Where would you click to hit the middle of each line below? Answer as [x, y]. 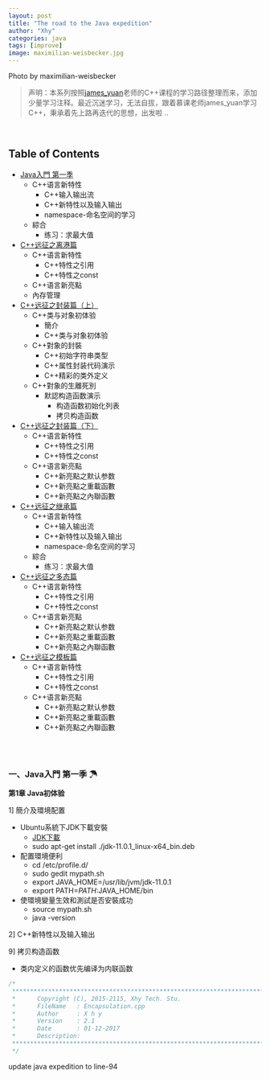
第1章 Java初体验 [37, 794]
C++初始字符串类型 [76, 355]
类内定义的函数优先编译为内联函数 [76, 969]
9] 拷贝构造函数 [34, 952]
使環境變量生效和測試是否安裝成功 [76, 901]
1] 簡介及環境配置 [37, 810]
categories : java [37, 38]
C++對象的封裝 [57, 345]
